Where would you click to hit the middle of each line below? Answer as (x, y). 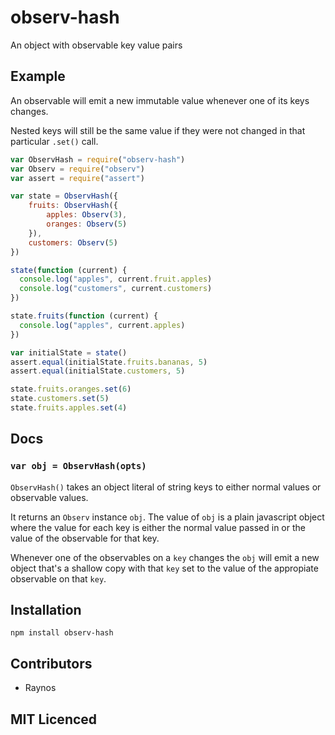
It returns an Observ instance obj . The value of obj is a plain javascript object (167, 517)
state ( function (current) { (69, 270)
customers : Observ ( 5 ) (73, 242)
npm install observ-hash (62, 633)
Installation (46, 609)
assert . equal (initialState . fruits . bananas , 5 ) (109, 362)
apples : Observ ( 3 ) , (87, 215)
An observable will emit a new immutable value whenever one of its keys (160, 100)
